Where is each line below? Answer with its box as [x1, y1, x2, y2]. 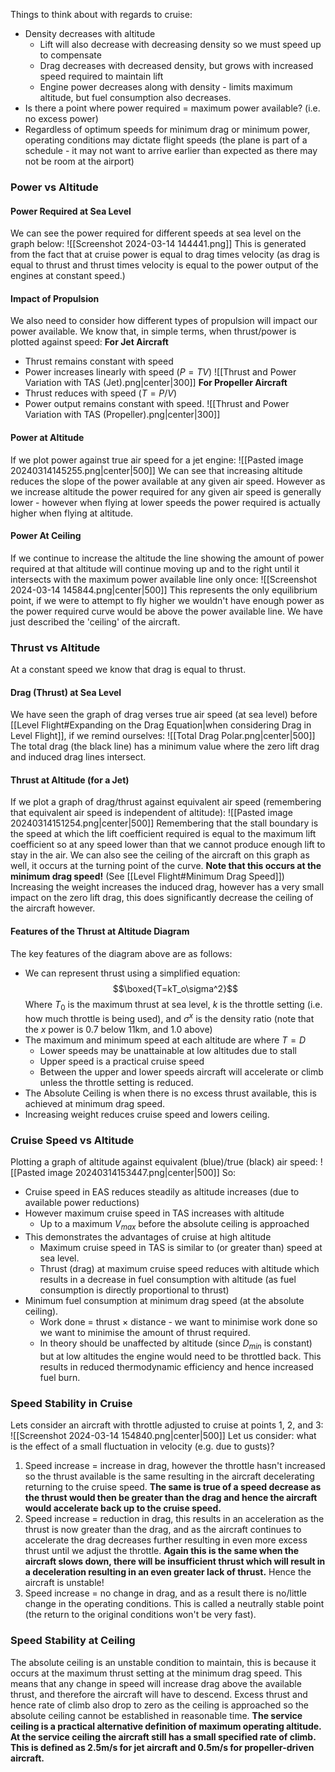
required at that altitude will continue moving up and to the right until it [10, 562, 300, 574]
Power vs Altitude [10, 180, 99, 194]
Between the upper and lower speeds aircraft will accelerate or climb [39, 1066, 324, 1078]
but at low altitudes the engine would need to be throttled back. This [39, 1350, 322, 1362]
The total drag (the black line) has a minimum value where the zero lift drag [10, 740, 320, 753]
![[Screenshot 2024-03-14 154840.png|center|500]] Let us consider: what [10, 1430, 317, 1442]
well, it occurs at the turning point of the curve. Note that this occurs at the [10, 860, 322, 872]
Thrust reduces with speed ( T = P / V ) [24, 387, 178, 399]
